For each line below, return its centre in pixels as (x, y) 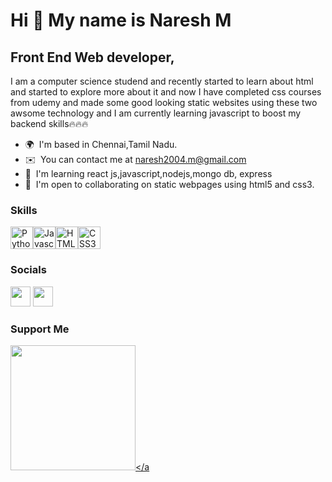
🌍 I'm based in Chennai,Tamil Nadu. (101, 144)
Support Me (40, 329)
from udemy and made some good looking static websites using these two (164, 102)
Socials (28, 270)
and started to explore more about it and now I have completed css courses (166, 92)
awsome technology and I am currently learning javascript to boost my (156, 113)
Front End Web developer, (92, 57)
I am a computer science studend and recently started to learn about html (162, 81)
